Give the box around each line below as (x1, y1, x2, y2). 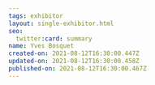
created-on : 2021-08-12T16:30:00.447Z (8, 49, 140, 57)
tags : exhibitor (8, 11, 63, 20)
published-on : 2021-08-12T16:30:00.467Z (8, 65, 148, 73)
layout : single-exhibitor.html (8, 19, 114, 28)
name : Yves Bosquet (8, 42, 75, 50)
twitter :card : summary (15, 34, 93, 43)
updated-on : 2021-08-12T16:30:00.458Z (8, 57, 140, 66)
